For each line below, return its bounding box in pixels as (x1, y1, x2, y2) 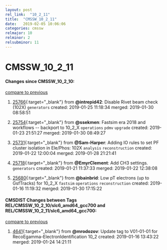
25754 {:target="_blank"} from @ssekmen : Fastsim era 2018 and (12, 119, 146, 125)
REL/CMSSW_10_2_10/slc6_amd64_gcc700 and (5, 202, 105, 208)
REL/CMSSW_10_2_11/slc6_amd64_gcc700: (5, 207, 97, 213)
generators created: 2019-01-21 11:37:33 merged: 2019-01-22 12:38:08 (12, 165, 157, 171)
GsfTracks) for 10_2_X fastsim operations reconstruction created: (12, 180, 149, 186)
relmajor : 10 (5, 30, 32, 35)
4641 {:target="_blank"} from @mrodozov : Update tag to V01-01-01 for (12, 228, 158, 234)
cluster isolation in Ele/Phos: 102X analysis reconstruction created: (12, 145, 152, 151)
